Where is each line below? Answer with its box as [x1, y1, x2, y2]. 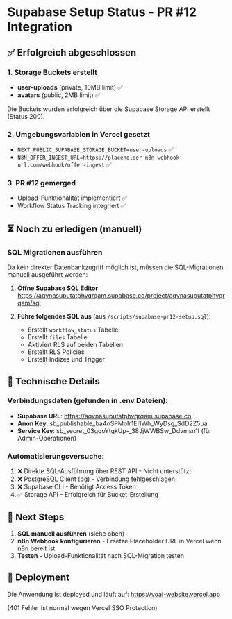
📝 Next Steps [7, 511, 65, 523]
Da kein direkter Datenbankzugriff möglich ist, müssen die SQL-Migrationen [7, 263, 224, 271]
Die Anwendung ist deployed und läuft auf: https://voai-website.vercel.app [7, 590, 221, 598]
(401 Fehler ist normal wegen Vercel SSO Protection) [7, 603, 158, 611]
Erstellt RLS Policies [27, 348, 85, 356]
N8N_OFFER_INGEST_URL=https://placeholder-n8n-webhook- [17, 154, 183, 162]
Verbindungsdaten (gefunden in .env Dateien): [7, 396, 168, 406]
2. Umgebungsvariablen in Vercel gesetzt [7, 129, 151, 139]
